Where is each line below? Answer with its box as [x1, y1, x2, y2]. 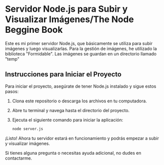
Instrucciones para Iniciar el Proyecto [5, 70, 121, 79]
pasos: [5, 88, 19, 94]
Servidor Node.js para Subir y [5, 3, 128, 15]
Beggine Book [5, 24, 63, 35]
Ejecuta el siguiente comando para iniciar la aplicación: [12, 117, 123, 123]
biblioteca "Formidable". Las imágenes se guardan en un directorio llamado [5, 50, 157, 57]
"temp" [5, 56, 20, 62]
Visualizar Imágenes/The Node [5, 14, 134, 25]
